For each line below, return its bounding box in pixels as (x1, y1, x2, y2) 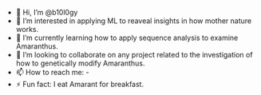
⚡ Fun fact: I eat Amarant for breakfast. (15, 80, 144, 89)
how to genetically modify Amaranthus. (15, 58, 145, 68)
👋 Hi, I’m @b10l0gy (15, 8, 78, 17)
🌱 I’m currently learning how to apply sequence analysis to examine (15, 33, 239, 42)
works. (15, 25, 38, 34)
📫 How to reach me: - (15, 68, 89, 77)
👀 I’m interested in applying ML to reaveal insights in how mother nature (15, 16, 252, 26)
